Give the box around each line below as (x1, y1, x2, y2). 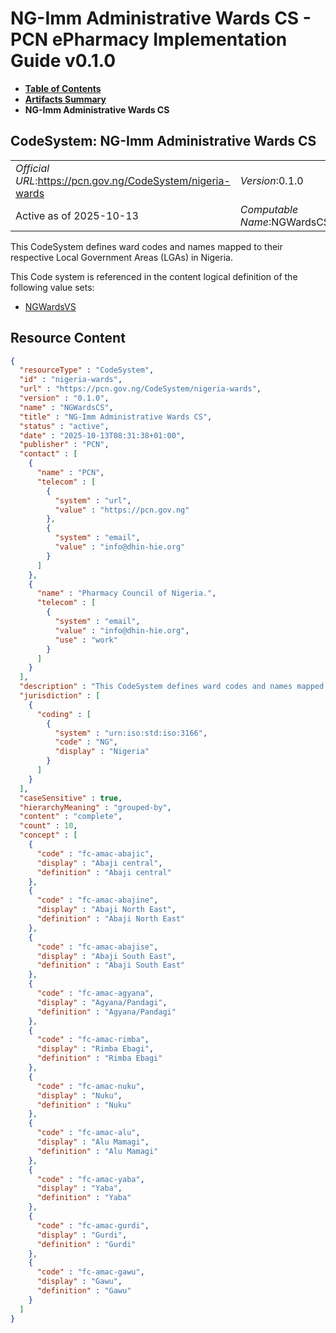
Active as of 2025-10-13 (15, 208, 139, 222)
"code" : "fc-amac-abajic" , (36, 848, 155, 859)
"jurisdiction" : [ (19, 691, 101, 701)
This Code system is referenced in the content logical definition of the (10, 270, 298, 282)
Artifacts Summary (24, 93, 107, 105)
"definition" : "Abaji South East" (36, 960, 186, 971)
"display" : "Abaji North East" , (36, 905, 177, 915)
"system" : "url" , (54, 495, 132, 506)
